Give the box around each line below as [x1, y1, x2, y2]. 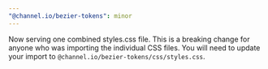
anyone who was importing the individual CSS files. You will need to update [8, 42, 261, 53]
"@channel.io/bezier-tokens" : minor [8, 11, 132, 20]
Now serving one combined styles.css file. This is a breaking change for [8, 34, 250, 44]
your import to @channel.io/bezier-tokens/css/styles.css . [8, 51, 205, 61]
